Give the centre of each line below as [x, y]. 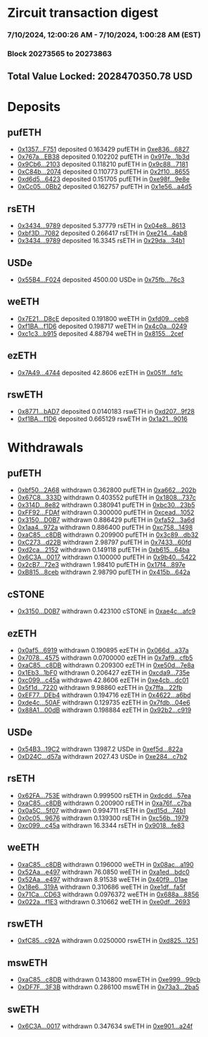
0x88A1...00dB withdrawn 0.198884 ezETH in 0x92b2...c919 [104, 710]
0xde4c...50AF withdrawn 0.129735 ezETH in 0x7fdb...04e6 [104, 703]
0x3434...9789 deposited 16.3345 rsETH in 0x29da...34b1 [101, 241]
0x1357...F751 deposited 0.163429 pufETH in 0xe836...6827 [103, 150]
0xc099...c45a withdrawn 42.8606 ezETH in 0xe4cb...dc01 [103, 680]
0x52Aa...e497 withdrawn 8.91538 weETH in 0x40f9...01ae [103, 879]
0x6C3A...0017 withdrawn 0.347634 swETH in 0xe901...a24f [105, 1026]
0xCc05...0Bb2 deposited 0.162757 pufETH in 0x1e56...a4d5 [104, 187]
